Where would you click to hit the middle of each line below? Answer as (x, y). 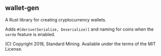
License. (14, 49)
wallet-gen (22, 8)
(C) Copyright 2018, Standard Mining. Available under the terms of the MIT (80, 44)
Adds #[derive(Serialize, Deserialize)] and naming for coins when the (80, 29)
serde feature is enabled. (30, 34)
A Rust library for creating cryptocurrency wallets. (56, 19)
